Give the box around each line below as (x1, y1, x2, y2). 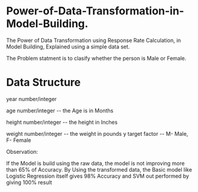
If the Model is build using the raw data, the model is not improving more (6, 160, 185, 167)
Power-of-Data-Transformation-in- (6, 4, 184, 18)
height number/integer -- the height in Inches (6, 118, 118, 126)
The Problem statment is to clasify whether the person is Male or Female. (6, 54, 187, 62)
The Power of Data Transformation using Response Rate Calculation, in (6, 36, 181, 44)
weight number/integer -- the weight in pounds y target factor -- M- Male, (6, 130, 188, 137)
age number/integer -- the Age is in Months (6, 106, 114, 114)
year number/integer (6, 95, 57, 102)
